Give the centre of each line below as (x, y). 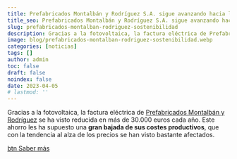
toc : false (23, 66)
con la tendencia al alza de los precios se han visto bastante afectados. (111, 135)
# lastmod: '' (28, 92)
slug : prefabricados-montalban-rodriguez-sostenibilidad (93, 27)
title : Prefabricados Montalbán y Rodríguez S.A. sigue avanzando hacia (116, 14)
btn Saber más (29, 148)
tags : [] (20, 53)
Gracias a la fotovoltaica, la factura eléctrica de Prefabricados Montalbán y (116, 113)
